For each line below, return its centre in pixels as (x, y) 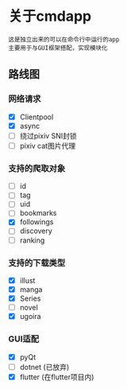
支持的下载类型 (37, 263)
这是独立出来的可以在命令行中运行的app (64, 39)
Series (30, 298)
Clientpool (37, 117)
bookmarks (38, 213)
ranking (32, 240)
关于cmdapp (50, 16)
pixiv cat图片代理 (48, 146)
